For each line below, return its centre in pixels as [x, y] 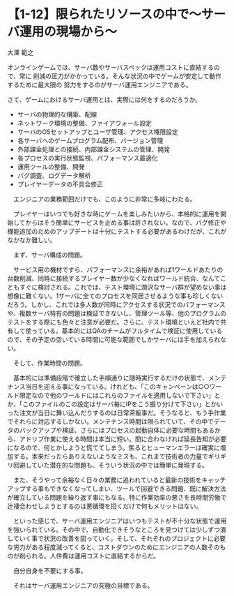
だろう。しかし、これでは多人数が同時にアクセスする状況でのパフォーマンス [116, 304]
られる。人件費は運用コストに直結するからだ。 [93, 556]
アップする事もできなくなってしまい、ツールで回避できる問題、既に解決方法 [117, 489]
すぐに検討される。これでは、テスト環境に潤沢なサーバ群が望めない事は [123, 287]
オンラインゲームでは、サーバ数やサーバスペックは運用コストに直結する [111, 67]
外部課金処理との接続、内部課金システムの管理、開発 [94, 149]
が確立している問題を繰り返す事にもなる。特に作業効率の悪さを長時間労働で [117, 497]
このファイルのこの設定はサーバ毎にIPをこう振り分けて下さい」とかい [123, 404]
